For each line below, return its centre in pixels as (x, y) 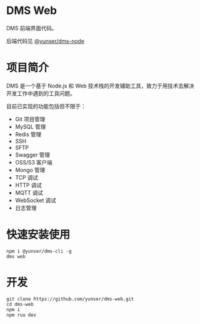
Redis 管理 (28, 134)
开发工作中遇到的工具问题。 (41, 93)
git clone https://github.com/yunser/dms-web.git (70, 299)
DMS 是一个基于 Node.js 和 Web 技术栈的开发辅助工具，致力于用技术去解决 (100, 86)
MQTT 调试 (29, 192)
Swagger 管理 (32, 155)
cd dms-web (20, 304)
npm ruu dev (21, 315)
